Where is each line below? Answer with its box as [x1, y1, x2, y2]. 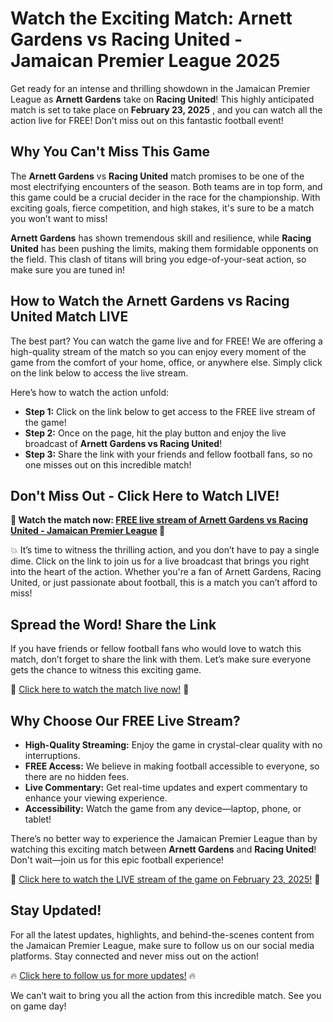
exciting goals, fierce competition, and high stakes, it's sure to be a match [10, 202, 315, 214]
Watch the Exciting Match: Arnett [10, 7, 293, 30]
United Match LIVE [10, 308, 129, 326]
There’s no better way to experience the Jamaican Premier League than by [10, 833, 318, 844]
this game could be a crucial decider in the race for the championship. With [10, 191, 321, 203]
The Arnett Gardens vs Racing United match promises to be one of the [10, 170, 305, 182]
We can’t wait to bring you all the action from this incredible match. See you [10, 989, 322, 1001]
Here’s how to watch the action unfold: [10, 386, 169, 398]
